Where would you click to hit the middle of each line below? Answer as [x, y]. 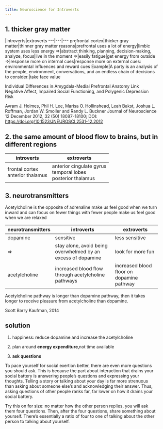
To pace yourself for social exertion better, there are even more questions [79, 365]
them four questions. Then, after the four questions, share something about [80, 411]
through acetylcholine [80, 275]
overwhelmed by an [78, 252]
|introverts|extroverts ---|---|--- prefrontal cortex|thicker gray [67, 41]
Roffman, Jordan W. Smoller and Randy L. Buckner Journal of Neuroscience [81, 111]
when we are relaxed [26, 218]
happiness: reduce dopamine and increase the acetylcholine [73, 337]
